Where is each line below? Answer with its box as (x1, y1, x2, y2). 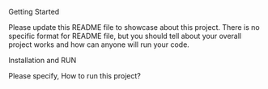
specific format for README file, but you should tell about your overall (8, 32, 242, 40)
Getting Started (8, 7, 60, 16)
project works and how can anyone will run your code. (8, 40, 190, 49)
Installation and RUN (8, 56, 77, 65)
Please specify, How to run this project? (8, 71, 142, 80)
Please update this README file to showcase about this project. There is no (8, 23, 261, 32)
